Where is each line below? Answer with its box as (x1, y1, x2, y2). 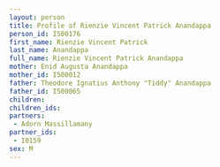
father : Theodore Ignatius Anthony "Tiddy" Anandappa (9, 79, 212, 87)
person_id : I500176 (9, 29, 81, 38)
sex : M (9, 144, 34, 153)
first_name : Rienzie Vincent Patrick (9, 37, 148, 47)
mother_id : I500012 (9, 71, 81, 80)
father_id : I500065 (9, 87, 81, 95)
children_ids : (9, 103, 62, 112)
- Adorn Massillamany (12, 120, 93, 129)
